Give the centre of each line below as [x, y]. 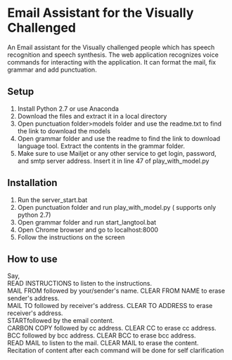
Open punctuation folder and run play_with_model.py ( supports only [117, 207]
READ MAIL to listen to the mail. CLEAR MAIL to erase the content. [103, 343]
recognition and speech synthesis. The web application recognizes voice [113, 55]
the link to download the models [64, 131]
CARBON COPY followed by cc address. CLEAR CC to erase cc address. [112, 328]
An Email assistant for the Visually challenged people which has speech [111, 47]
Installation [32, 183]
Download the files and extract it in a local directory [92, 116]
